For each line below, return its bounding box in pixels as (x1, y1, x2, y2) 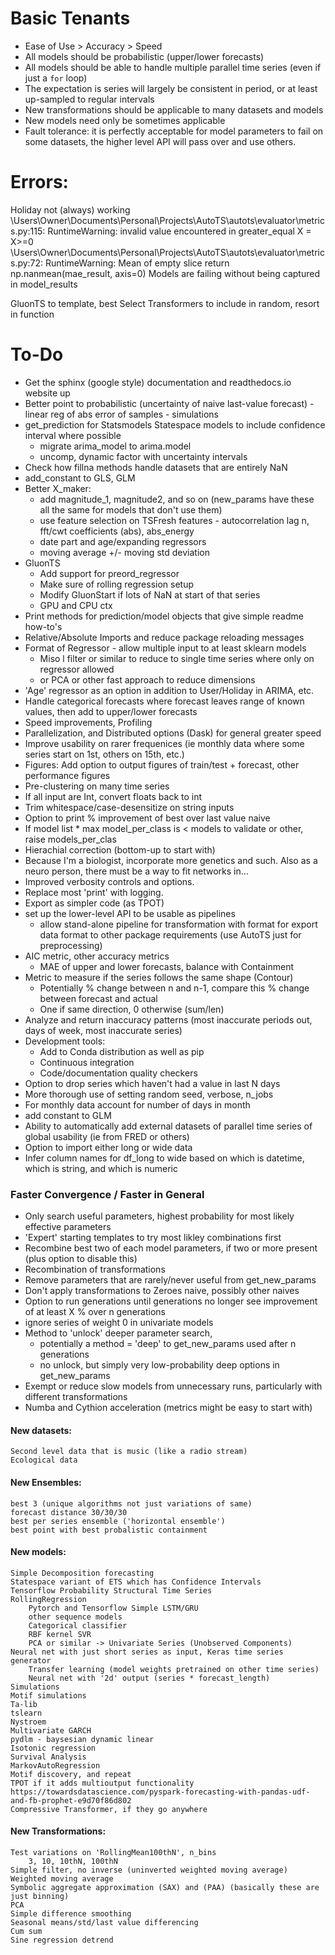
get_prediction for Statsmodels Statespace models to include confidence (24, 418, 326, 431)
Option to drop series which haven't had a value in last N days (24, 1077, 281, 1089)
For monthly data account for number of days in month (24, 1098, 251, 1111)
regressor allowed (39, 663, 115, 675)
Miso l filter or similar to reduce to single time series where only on (39, 652, 315, 664)
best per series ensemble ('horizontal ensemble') (10, 1516, 226, 1526)
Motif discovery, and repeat (10, 1769, 132, 1779)
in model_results (10, 278, 78, 290)
